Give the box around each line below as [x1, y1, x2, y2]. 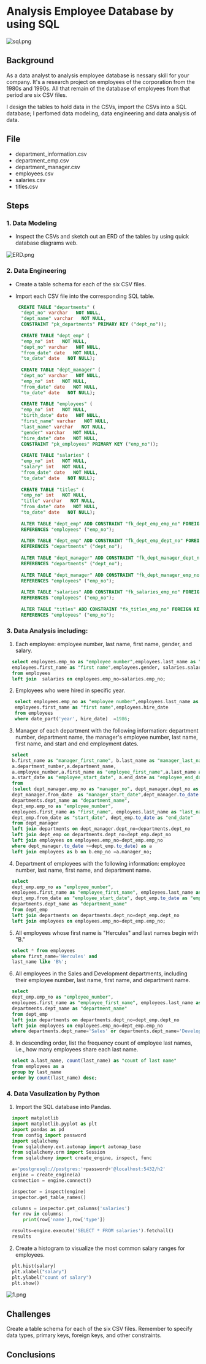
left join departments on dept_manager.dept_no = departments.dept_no [12, 826, 191, 832]
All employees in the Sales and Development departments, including [15, 970, 188, 977]
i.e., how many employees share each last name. [15, 1046, 139, 1053]
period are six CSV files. [6, 91, 67, 99]
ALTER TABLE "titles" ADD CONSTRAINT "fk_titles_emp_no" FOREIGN [21, 606, 192, 612]
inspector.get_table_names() [12, 1194, 86, 1200]
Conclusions [6, 1349, 56, 1360]
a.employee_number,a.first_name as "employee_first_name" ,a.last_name [12, 769, 196, 775]
